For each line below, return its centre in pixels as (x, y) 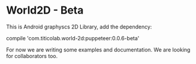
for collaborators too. (32, 56)
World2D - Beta (45, 10)
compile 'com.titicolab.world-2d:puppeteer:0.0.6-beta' (73, 38)
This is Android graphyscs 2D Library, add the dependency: (79, 27)
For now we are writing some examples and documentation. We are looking (98, 49)
